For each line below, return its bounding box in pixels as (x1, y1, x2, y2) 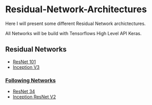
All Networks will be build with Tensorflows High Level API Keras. (5, 30, 142, 36)
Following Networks (5, 76, 56, 84)
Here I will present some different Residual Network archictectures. (5, 20, 146, 27)
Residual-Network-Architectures (5, 4, 147, 15)
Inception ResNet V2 (12, 94, 56, 100)
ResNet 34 (12, 88, 36, 95)
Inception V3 (12, 64, 40, 70)
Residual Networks (5, 45, 67, 54)
